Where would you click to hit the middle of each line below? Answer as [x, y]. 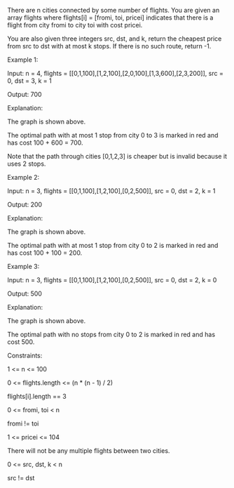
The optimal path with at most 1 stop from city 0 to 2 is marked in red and [113, 245]
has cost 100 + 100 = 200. [45, 253]
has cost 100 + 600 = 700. [45, 143]
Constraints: [25, 355]
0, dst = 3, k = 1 [29, 81]
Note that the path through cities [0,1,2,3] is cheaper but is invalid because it [117, 156]
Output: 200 [25, 204]
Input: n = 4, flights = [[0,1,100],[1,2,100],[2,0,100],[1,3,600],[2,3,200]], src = [116, 73]
